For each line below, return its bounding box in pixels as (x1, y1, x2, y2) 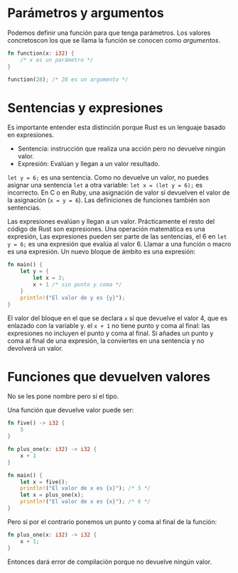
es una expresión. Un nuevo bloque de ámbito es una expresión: (7, 247, 195, 256)
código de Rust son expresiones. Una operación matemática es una (7, 225, 205, 234)
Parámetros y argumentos (7, 5, 165, 21)
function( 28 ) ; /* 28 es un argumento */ (7, 76, 129, 83)
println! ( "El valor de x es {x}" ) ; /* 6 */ (20, 498, 151, 506)
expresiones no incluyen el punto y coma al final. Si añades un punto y (7, 329, 214, 337)
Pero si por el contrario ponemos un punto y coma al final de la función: (7, 517, 217, 526)
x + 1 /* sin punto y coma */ (33, 281, 122, 288)
